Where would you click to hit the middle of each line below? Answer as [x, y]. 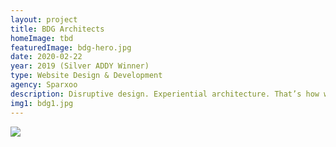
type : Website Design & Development [86, 76]
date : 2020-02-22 [46, 57]
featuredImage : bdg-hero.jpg [71, 47]
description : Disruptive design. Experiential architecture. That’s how [165, 94]
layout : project [44, 19]
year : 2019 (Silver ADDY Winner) [80, 66]
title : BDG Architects [57, 29]
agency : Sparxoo [44, 85]
